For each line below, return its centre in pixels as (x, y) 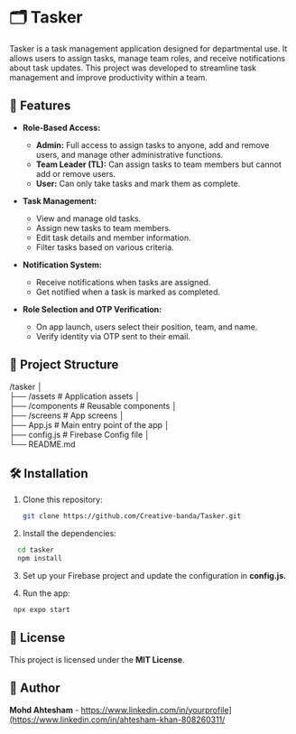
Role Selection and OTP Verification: (92, 309)
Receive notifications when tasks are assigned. (123, 282)
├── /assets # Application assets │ (75, 396)
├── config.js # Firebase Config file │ (80, 434)
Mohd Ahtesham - (44, 710)
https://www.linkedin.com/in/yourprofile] (156, 710)
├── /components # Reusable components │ (93, 405)
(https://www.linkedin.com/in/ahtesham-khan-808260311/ (117, 720)
